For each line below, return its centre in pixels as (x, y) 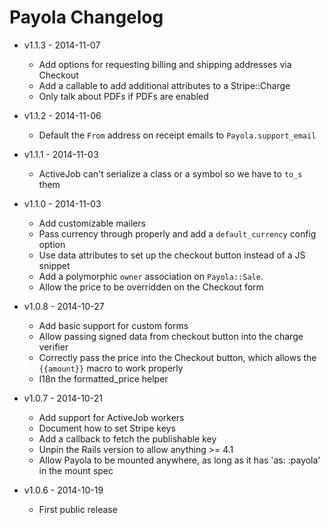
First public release (78, 509)
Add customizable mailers (92, 223)
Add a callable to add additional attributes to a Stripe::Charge (164, 85)
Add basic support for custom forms (113, 325)
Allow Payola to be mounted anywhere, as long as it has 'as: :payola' (179, 460)
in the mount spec (76, 470)
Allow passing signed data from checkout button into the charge (171, 336)
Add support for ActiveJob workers (111, 417)
